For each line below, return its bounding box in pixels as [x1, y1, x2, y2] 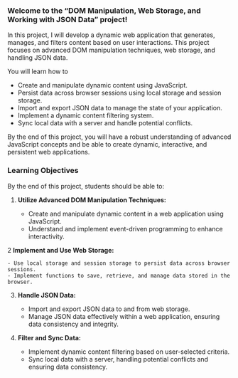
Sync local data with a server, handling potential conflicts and [28, 355, 208, 363]
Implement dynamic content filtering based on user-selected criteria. [28, 347, 230, 356]
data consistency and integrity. [28, 320, 119, 328]
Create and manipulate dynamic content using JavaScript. [17, 81, 188, 90]
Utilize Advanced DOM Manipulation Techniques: [17, 195, 167, 204]
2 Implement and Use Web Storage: [7, 246, 114, 254]
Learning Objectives [7, 166, 80, 176]
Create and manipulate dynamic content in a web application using [28, 209, 224, 218]
